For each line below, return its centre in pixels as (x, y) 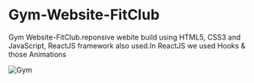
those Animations (38, 54)
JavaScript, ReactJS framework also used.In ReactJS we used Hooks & (127, 45)
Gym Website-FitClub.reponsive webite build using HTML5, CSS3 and (125, 37)
